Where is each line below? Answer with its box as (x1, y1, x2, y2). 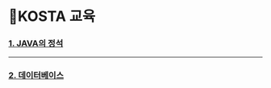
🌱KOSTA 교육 (8, 7, 96, 26)
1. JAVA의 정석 (8, 38, 64, 49)
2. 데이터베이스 (8, 70, 65, 81)
